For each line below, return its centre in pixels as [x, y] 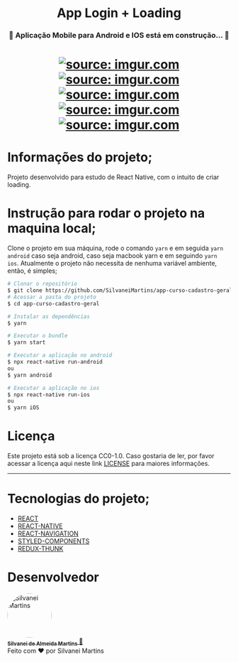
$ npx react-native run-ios [49, 395]
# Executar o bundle [38, 336]
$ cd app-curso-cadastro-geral [53, 303]
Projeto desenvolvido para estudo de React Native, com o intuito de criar [113, 177]
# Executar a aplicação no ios [53, 388]
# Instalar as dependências [49, 316]
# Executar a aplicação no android [60, 356]
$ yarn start [27, 342]
